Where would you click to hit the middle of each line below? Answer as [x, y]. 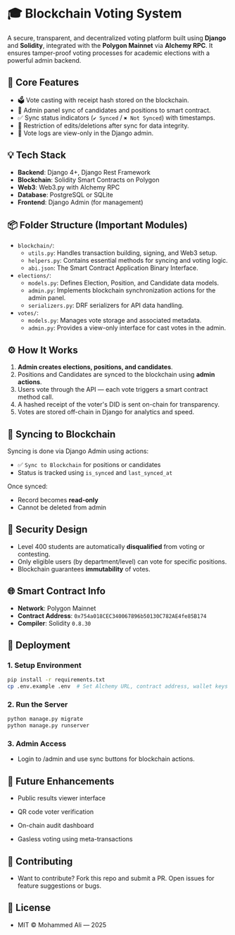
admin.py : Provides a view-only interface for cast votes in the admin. [127, 328]
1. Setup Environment [45, 665]
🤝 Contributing [40, 861]
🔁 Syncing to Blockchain [62, 434]
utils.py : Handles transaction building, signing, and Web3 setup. [122, 253]
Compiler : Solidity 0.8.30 [54, 623]
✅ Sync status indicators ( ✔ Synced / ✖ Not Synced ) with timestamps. [116, 118]
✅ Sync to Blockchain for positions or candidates [89, 465]
